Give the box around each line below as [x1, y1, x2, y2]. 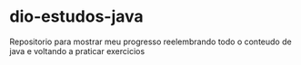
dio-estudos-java [9, 6, 144, 27]
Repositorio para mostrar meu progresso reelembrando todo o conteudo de [9, 36, 293, 47]
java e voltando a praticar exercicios [9, 45, 145, 56]
